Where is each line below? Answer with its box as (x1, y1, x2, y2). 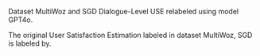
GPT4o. (8, 15, 33, 24)
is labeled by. (8, 39, 52, 48)
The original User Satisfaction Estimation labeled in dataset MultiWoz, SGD (8, 31, 253, 39)
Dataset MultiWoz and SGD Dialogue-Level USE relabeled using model (8, 7, 239, 16)
